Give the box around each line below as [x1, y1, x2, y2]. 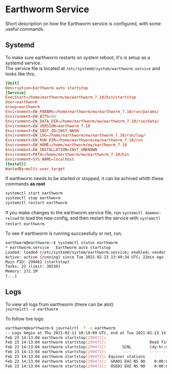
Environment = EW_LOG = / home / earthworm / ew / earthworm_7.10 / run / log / [5, 133, 145, 138]
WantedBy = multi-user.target [5, 166, 66, 171]
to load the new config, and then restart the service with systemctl [20, 215, 161, 221]
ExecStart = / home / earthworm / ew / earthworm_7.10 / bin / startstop [5, 95, 137, 100]
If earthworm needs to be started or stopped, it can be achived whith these [5, 175, 164, 182]
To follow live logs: [5, 316, 45, 322]
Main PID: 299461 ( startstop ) [5, 259, 70, 265]
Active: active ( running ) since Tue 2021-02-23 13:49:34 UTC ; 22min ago [5, 254, 164, 259]
